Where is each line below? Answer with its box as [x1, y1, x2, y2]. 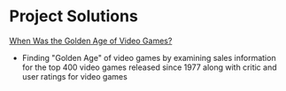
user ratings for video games [21, 71, 128, 81]
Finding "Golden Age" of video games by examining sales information [21, 52, 276, 63]
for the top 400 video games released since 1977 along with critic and [21, 62, 277, 72]
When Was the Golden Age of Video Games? [9, 35, 173, 46]
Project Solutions [9, 6, 139, 27]
